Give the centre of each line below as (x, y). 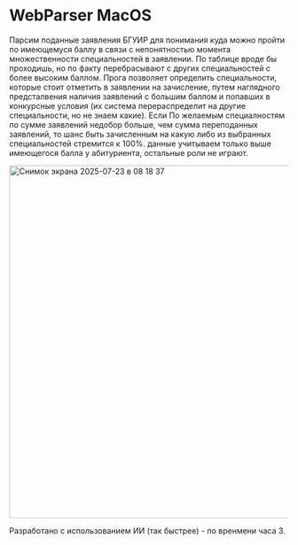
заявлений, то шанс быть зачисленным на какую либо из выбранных (140, 134)
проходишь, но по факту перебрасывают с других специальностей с (140, 68)
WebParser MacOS (81, 16)
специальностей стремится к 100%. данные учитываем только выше (141, 144)
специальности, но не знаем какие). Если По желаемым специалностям (147, 115)
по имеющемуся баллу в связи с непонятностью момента (120, 49)
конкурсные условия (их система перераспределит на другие (128, 105)
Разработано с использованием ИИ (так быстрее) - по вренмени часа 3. (147, 530)
